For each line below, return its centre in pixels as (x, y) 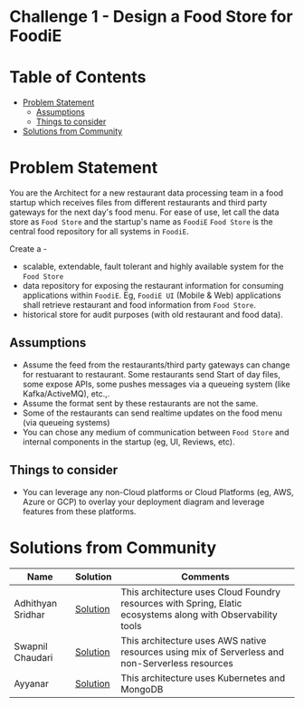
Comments (205, 577)
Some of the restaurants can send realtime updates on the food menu (152, 413)
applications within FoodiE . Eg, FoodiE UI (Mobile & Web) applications (152, 295)
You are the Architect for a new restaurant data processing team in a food (146, 193)
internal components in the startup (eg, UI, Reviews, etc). (128, 442)
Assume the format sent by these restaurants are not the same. (140, 403)
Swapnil (31, 646)
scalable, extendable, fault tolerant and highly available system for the (153, 267)
